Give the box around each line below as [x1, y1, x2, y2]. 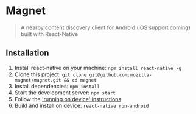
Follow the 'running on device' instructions [14, 95, 122, 102]
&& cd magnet [63, 77, 97, 83]
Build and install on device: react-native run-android [14, 102, 149, 109]
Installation [5, 48, 49, 59]
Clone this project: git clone [14, 71, 87, 78]
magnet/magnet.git [14, 77, 61, 83]
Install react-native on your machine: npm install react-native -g [14, 64, 182, 71]
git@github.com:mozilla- [89, 71, 153, 78]
